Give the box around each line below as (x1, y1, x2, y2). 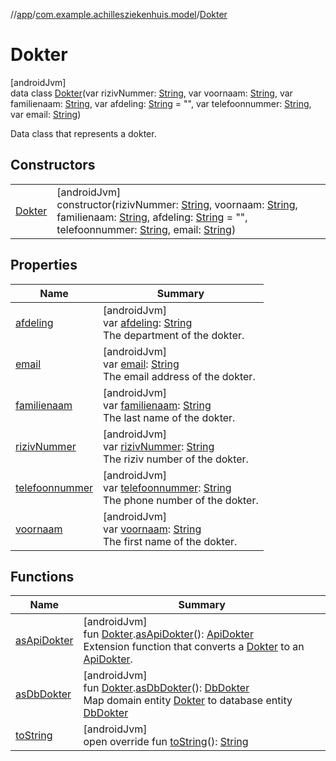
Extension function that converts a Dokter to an (83, 640, 305, 654)
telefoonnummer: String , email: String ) (56, 222, 237, 236)
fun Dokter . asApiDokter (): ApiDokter (83, 627, 254, 641)
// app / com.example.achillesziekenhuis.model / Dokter (10, 9, 228, 20)
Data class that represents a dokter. (10, 127, 157, 139)
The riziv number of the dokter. (103, 452, 249, 466)
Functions (10, 568, 75, 585)
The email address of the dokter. (103, 369, 256, 383)
